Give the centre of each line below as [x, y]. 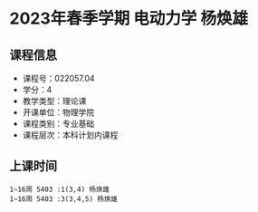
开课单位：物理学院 [58, 112]
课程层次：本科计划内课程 [70, 135]
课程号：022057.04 [58, 78]
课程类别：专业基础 [58, 124]
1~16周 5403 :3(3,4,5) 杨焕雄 [63, 199]
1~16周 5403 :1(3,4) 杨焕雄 [60, 189]
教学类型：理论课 [54, 101]
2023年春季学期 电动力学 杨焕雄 [129, 19]
